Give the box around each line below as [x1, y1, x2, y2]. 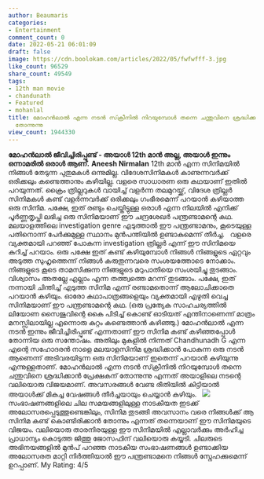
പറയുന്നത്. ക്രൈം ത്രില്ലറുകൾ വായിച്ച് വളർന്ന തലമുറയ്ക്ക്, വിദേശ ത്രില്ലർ [8, 185, 233, 195]
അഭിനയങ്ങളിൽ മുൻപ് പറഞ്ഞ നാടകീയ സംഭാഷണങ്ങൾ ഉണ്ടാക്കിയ [8, 442, 229, 452]
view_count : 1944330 [8, 128, 76, 136]
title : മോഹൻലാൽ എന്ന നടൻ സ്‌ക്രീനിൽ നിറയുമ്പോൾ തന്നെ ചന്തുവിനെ [8, 114, 229, 122]
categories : [8, 19, 47, 27]
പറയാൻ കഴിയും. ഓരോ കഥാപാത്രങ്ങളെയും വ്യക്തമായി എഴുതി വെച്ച [8, 291, 228, 301]
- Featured [8, 99, 44, 107]
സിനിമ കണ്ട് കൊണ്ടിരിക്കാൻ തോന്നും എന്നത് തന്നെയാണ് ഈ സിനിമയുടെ [8, 415, 251, 425]
